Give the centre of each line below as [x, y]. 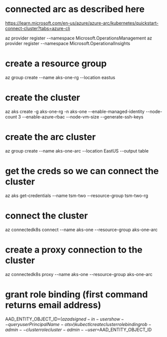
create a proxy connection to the [74, 250]
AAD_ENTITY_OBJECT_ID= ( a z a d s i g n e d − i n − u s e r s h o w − [65, 319]
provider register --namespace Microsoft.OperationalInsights [68, 43]
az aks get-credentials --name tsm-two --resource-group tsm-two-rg [77, 195]
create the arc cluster [51, 137]
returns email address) [53, 305]
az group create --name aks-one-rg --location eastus [60, 77]
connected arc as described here [75, 9]
